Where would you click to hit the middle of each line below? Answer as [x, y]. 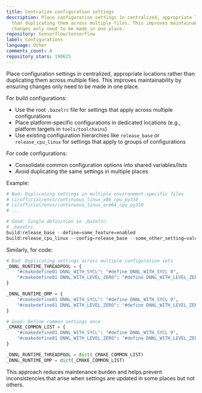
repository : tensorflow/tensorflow [51, 34]
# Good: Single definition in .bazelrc [56, 222]
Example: [18, 183]
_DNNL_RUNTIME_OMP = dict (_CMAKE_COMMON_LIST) [66, 360]
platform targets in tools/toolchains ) [61, 129]
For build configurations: [37, 98]
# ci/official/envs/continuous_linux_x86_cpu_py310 [72, 200]
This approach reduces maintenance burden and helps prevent [84, 372]
